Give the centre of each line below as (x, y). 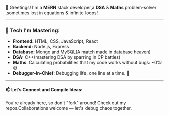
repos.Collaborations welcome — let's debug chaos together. (69, 108)
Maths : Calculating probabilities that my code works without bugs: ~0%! (88, 63)
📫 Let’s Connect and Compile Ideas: (44, 89)
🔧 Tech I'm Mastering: (33, 30)
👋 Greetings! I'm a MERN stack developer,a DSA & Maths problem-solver (81, 8)
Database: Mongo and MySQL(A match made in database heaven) (81, 52)
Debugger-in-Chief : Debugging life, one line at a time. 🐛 (71, 73)
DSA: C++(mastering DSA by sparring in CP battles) (66, 57)
